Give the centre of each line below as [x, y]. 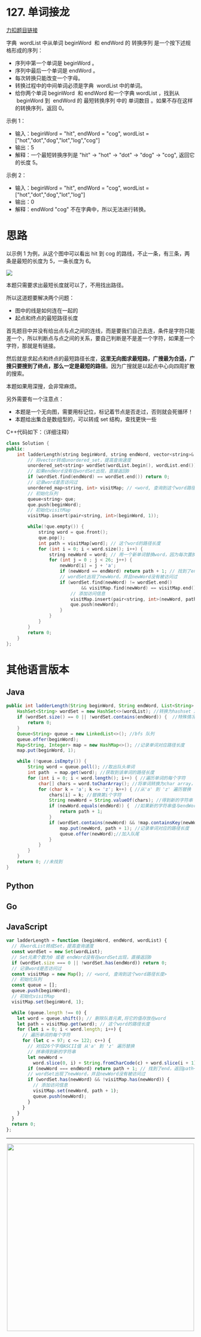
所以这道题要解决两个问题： [40, 298]
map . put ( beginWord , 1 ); [47, 750]
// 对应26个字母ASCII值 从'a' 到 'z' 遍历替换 [81, 1046]
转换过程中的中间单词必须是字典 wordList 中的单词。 [80, 85]
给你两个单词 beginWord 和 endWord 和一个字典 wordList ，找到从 [97, 93]
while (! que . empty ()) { [56, 527]
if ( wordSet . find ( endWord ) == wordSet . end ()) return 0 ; [99, 477]
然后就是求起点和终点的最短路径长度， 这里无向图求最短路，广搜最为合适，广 [100, 358]
